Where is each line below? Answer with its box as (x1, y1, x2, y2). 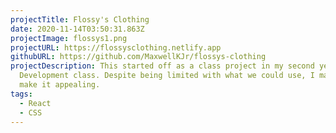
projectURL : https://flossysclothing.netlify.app (10, 42, 222, 53)
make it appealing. (19, 80, 101, 90)
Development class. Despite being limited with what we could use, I (19, 71, 315, 81)
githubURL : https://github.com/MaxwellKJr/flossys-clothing (10, 52, 267, 62)
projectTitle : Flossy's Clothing (10, 14, 150, 25)
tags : (10, 89, 33, 99)
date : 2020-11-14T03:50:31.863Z (10, 24, 145, 34)
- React (19, 98, 52, 108)
